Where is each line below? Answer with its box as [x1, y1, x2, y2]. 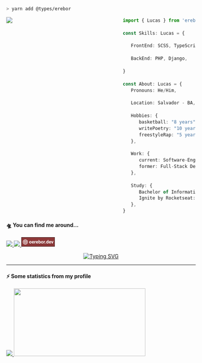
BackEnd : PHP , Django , [130, 55, 188, 62]
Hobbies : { [130, 113, 158, 119]
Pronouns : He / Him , [130, 87, 177, 93]
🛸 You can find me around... [6, 221, 79, 228]
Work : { [130, 150, 150, 157]
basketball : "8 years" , [138, 119, 198, 125]
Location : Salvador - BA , [130, 100, 196, 106]
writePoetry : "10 [138, 125, 182, 131]
